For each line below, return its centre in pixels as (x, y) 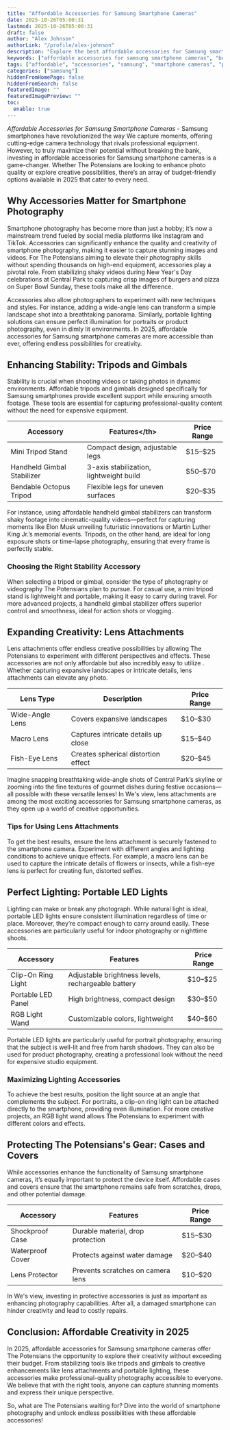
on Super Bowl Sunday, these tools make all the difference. (90, 286)
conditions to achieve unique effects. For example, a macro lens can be (108, 856)
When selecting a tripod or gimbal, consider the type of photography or (108, 581)
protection (89, 1240)
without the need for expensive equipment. (68, 410)
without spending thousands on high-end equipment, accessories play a (109, 264)
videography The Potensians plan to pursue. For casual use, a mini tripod (110, 589)
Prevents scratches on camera (122, 1270)
